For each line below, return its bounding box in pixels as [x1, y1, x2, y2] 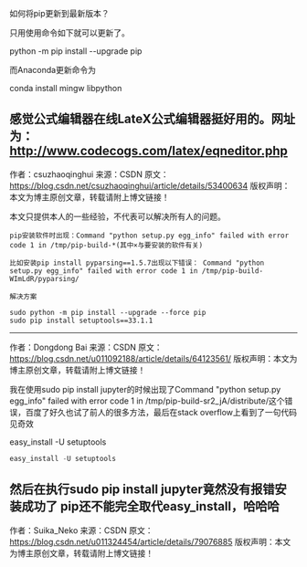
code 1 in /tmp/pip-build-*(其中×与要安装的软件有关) [9, 240, 204, 249]
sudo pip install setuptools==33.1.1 [9, 316, 153, 325]
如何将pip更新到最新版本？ [9, 8, 110, 18]
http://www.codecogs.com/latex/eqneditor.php [9, 143, 288, 159]
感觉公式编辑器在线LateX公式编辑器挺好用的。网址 [9, 111, 295, 127]
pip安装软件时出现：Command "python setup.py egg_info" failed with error [9, 231, 290, 240]
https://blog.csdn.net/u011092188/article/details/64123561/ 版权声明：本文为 [9, 352, 298, 363]
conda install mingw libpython [9, 83, 122, 93]
